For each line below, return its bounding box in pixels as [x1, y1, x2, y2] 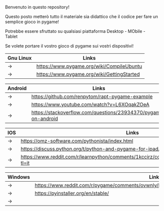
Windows [7, 174, 30, 180]
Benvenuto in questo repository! [5, 4, 70, 10]
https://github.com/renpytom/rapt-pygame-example [31, 93, 153, 100]
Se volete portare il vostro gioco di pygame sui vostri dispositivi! [5, 43, 134, 48]
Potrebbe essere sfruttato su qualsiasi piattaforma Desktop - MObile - [5, 28, 145, 34]
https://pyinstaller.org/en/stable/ [35, 190, 109, 196]
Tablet [5, 34, 18, 39]
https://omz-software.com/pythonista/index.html [20, 138, 133, 144]
